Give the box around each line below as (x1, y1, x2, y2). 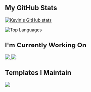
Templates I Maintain (5, 69, 72, 77)
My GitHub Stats (5, 4, 57, 12)
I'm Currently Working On (5, 41, 87, 49)
